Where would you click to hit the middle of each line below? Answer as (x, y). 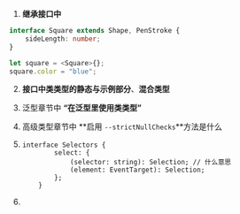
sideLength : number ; (63, 39)
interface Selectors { (64, 145)
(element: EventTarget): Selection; (137, 170)
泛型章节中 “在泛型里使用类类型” (81, 108)
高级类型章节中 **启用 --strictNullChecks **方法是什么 (122, 126)
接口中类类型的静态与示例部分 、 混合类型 (96, 89)
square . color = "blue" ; (53, 71)
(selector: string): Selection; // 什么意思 (151, 163)
